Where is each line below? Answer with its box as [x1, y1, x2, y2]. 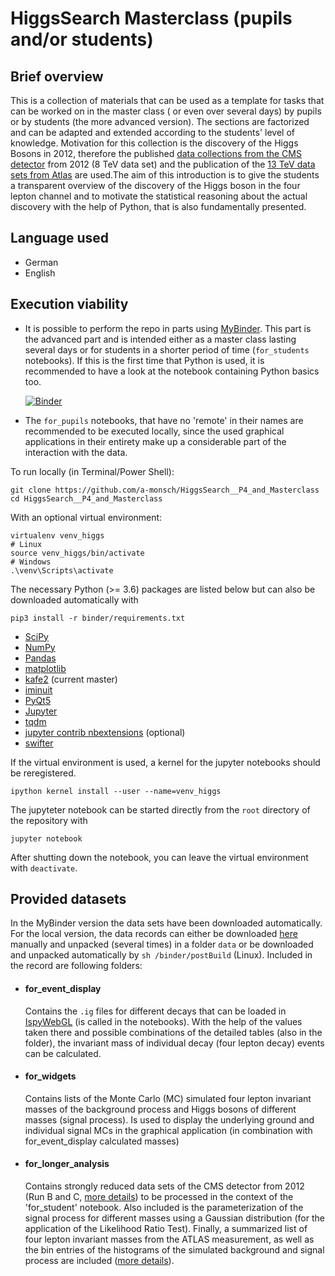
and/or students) [10, 28, 154, 51]
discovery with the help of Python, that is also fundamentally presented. [10, 201, 307, 212]
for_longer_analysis [24, 1158, 110, 1170]
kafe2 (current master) [24, 673, 118, 685]
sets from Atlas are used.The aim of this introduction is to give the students [10, 169, 320, 181]
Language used [10, 230, 110, 247]
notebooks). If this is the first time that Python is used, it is [24, 354, 265, 366]
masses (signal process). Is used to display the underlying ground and [24, 1113, 315, 1126]
